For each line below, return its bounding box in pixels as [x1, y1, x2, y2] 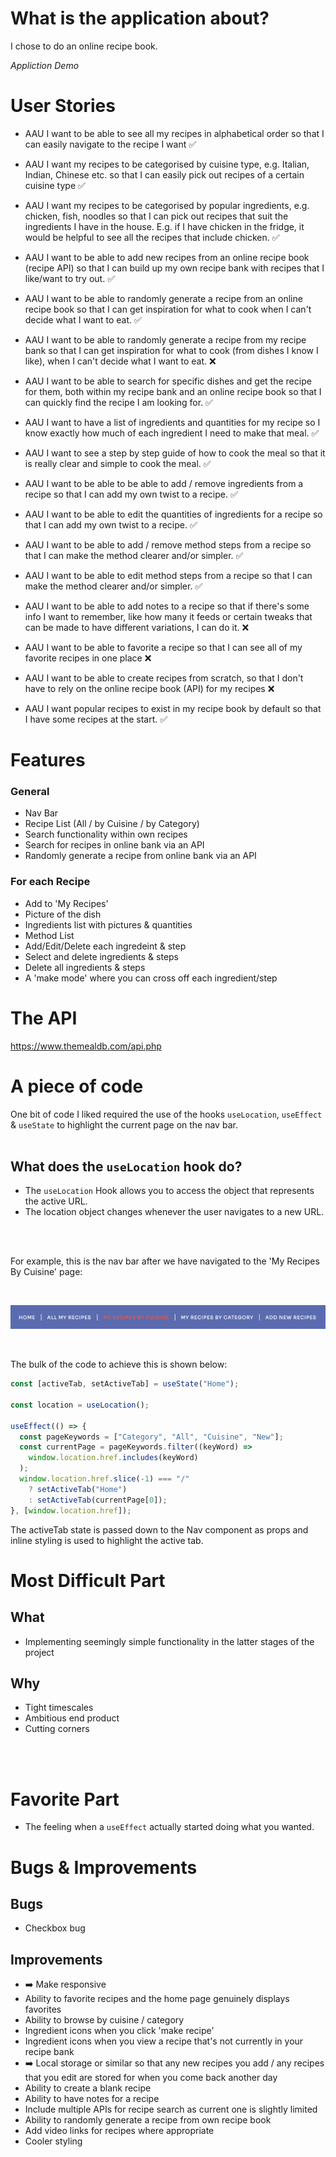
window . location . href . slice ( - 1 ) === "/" [19, 1474, 190, 1484]
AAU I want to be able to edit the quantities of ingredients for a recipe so [24, 508, 323, 520]
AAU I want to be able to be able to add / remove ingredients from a [24, 477, 304, 489]
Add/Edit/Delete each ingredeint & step [24, 940, 187, 952]
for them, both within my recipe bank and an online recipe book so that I [24, 385, 322, 397]
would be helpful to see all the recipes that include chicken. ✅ [24, 231, 280, 243]
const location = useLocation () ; [10, 1400, 150, 1410]
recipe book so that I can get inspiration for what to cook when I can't [24, 303, 312, 315]
